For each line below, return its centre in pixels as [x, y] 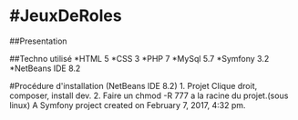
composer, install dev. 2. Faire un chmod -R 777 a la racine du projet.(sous [149, 95]
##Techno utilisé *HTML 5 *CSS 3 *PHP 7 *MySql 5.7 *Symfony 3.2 [139, 58]
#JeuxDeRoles [66, 16]
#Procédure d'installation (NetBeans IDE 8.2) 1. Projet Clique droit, [134, 85]
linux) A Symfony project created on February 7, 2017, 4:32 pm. [128, 105]
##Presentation [38, 41]
